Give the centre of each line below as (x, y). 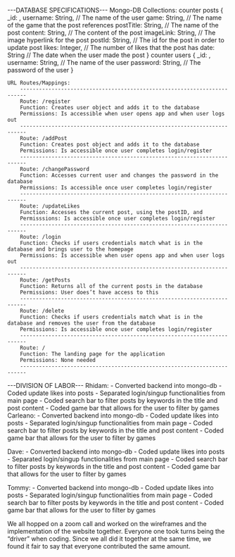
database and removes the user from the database (82, 323)
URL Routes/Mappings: (39, 83)
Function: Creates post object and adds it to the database (110, 144)
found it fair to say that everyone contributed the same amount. (99, 546)
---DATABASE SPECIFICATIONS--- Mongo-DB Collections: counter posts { (115, 10)
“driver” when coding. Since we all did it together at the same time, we (109, 539)
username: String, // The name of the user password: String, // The (104, 62)
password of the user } (40, 70)
